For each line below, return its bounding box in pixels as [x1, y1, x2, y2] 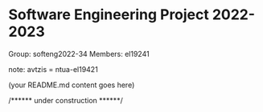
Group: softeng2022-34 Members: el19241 [8, 49, 150, 58]
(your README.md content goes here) [8, 80, 135, 90]
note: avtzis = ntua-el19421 [8, 64, 98, 74]
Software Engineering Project [8, 6, 209, 24]
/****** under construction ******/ [8, 95, 123, 105]
